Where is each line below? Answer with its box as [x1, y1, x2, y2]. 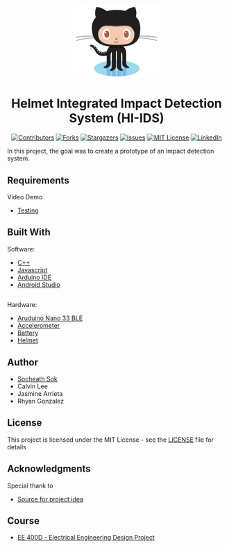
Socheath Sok [17, 375, 58, 383]
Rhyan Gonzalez [17, 397, 65, 406]
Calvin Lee [17, 382, 49, 390]
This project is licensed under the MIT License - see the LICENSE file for [7, 435, 214, 444]
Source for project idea [17, 495, 84, 503]
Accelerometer [17, 322, 60, 330]
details [7, 442, 26, 451]
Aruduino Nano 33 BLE [17, 314, 83, 322]
